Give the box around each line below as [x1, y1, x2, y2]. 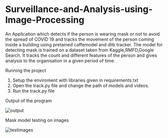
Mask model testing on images [5, 117, 69, 123]
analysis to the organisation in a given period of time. [5, 57, 116, 63]
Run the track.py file [12, 88, 54, 94]
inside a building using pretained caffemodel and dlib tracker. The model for [5, 41, 163, 47]
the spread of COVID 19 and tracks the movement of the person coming [5, 36, 154, 42]
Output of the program [5, 97, 52, 104]
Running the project [5, 67, 46, 74]
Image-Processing [5, 14, 85, 26]
